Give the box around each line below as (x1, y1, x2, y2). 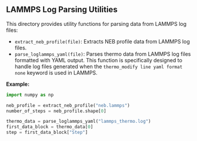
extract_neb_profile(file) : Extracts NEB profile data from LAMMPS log (14, 38, 190, 45)
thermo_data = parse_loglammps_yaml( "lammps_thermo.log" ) (6, 119, 151, 125)
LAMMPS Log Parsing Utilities (6, 5, 118, 15)
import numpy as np (6, 92, 54, 98)
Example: (6, 80, 30, 88)
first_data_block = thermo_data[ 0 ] (6, 124, 94, 130)
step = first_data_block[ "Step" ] (6, 129, 88, 136)
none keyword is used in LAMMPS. (14, 69, 98, 76)
